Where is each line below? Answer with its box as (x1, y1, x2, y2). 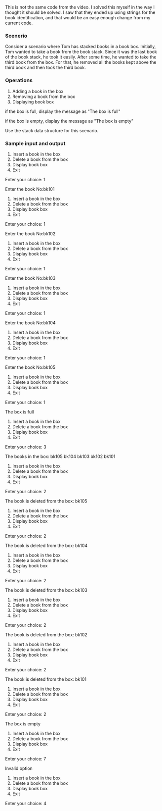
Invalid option (5, 765, 33, 771)
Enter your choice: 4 (5, 800, 47, 806)
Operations (5, 77, 33, 84)
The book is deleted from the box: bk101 (5, 676, 87, 682)
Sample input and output (5, 140, 66, 147)
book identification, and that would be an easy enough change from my (5, 15, 151, 20)
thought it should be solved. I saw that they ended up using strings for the (5, 9, 156, 15)
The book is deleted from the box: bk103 (5, 587, 87, 593)
